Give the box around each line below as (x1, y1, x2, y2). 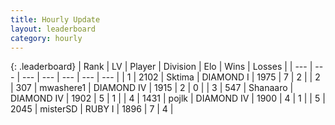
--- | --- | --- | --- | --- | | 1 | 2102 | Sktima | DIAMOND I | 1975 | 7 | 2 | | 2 (21, 71, 321, 83)
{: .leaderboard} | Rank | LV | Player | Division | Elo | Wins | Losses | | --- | (10, 61, 313, 73)
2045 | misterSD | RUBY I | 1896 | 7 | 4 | (10, 103, 174, 115)
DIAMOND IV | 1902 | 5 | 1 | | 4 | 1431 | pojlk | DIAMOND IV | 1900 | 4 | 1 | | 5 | (10, 92, 326, 105)
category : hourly (10, 33, 83, 43)
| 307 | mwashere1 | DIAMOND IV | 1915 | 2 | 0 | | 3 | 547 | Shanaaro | (10, 82, 294, 94)
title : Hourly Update (10, 14, 101, 25)
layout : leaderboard (10, 24, 97, 34)
